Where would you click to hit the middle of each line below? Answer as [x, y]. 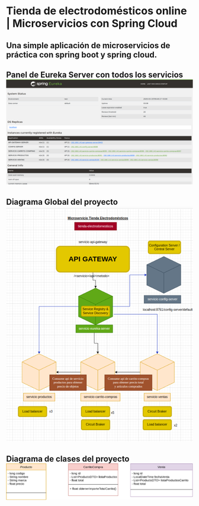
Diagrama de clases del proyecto [68, 459]
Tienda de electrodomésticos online [97, 11]
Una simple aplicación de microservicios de [88, 45]
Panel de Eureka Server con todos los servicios [95, 74]
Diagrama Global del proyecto [62, 202]
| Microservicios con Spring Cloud [92, 23]
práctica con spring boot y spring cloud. [82, 55]
